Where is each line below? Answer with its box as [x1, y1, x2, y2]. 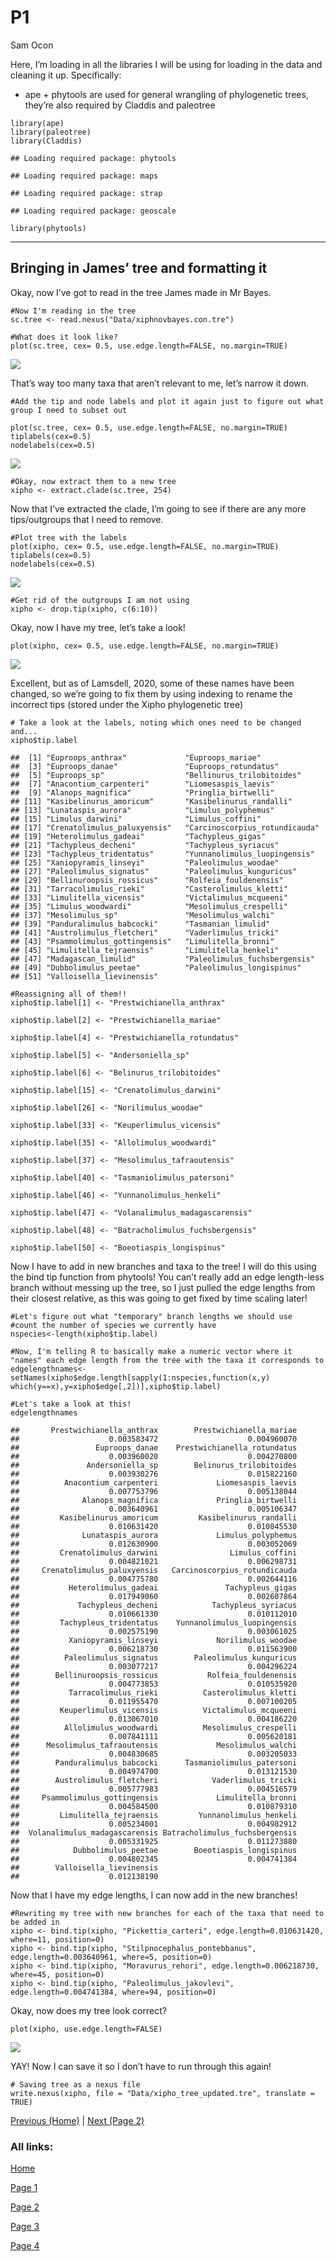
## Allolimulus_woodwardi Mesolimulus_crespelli [10, 1722, 298, 1733]
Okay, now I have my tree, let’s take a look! [10, 621, 186, 633]
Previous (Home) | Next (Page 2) [10, 2114, 145, 2126]
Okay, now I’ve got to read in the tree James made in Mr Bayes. [10, 286, 272, 298]
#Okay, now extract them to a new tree [10, 476, 177, 486]
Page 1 [10, 2182, 38, 2194]
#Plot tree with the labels [10, 532, 128, 543]
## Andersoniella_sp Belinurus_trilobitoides [10, 1460, 298, 1470]
